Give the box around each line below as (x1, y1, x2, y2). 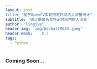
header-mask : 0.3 (5, 31, 49, 36)
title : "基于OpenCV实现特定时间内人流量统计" (5, 12, 92, 17)
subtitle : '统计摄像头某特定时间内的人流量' (5, 17, 90, 22)
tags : (5, 36, 17, 41)
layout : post (5, 7, 33, 13)
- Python (10, 41, 28, 46)
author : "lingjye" (5, 21, 44, 27)
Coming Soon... (5, 57, 45, 64)
